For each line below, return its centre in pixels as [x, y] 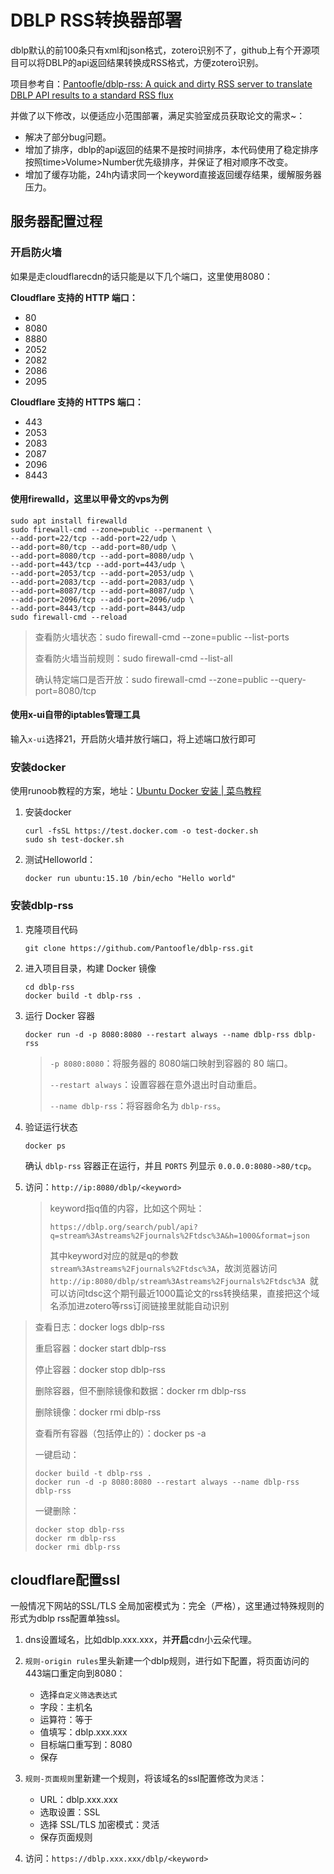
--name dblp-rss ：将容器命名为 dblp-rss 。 [138, 1105]
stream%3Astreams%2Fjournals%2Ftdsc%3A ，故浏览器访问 [163, 1268]
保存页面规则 [66, 1837]
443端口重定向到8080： [75, 1673]
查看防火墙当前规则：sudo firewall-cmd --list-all [133, 658]
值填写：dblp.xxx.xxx [83, 1732]
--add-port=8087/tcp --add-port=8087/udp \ [102, 591]
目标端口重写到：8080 [86, 1745]
